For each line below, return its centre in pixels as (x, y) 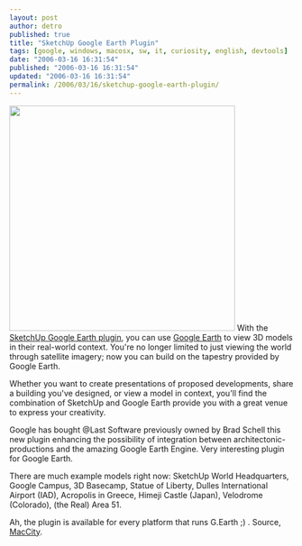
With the (252, 328)
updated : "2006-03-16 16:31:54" (70, 77)
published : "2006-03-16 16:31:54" (74, 68)
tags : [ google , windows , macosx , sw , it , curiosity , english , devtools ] (149, 51)
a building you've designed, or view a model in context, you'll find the (138, 393)
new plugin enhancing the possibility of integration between (120, 439)
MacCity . (26, 532)
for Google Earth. (41, 458)
